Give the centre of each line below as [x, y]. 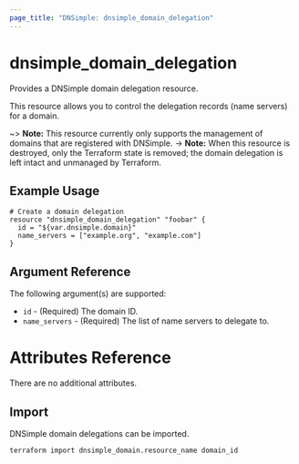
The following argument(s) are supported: [88, 294]
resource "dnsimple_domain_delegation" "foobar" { [108, 220]
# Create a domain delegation [67, 212]
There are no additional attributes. [73, 383]
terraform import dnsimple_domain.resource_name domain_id [124, 450]
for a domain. [34, 116]
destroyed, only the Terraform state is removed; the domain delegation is [146, 152]
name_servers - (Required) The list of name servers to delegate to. [146, 321]
